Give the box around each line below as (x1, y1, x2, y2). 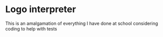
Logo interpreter (5, 4, 76, 15)
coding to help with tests (5, 25, 57, 31)
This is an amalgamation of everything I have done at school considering (5, 20, 158, 26)
